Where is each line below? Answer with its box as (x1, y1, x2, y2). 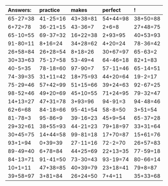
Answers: (8, 7, 32, 13)
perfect (102, 7, 121, 13)
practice (39, 7, 60, 13)
